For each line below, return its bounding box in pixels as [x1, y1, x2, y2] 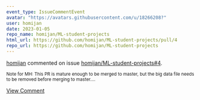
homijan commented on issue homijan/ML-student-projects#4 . [6, 59, 162, 67]
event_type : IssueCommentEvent [6, 8, 85, 15]
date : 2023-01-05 [6, 25, 50, 32]
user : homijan [6, 20, 42, 26]
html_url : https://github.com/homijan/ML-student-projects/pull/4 [6, 37, 178, 43]
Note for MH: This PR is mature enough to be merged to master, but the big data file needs [6, 71, 195, 77]
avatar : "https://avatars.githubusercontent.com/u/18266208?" [6, 15, 167, 21]
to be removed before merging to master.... [6, 76, 96, 82]
